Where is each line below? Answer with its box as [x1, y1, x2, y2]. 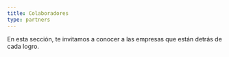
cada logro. [7, 42, 40, 50]
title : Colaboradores [7, 9, 69, 17]
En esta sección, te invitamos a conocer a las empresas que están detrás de [7, 35, 223, 43]
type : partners [7, 16, 51, 23]
